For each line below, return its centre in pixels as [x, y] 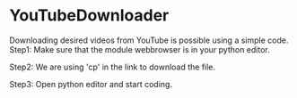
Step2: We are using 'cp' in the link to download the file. [113, 67]
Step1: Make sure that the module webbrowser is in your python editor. [140, 49]
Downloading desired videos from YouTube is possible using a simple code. [149, 40]
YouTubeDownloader [89, 16]
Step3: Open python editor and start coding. [91, 84]
